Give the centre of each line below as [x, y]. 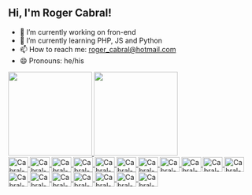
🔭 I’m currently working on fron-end [78, 32]
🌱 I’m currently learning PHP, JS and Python [91, 40]
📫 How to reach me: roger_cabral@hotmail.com [98, 49]
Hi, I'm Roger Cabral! [60, 13]
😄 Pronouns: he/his [52, 60]
